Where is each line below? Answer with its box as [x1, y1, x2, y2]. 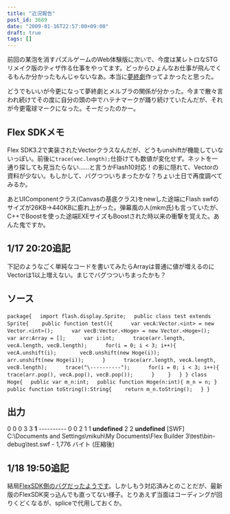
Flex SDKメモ [7, 126, 65, 138]
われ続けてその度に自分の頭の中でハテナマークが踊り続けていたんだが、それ [7, 96, 223, 104]
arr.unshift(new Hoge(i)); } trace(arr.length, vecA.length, [7, 357, 216, 364]
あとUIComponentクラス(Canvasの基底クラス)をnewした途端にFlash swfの [7, 194, 219, 203]
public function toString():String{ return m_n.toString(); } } [7, 385, 211, 392]
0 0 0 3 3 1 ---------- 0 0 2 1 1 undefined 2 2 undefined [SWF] [7, 425, 185, 433]
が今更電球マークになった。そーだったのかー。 [7, 104, 139, 113]
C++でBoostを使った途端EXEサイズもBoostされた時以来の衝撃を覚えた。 [7, 212, 214, 220]
